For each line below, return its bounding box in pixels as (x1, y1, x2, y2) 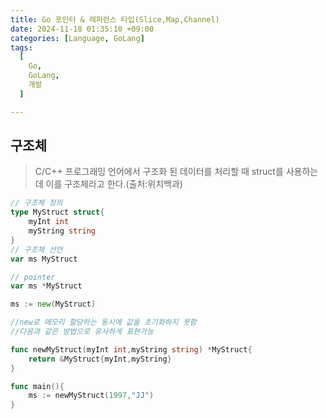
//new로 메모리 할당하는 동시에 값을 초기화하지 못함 (10, 317, 197, 328)
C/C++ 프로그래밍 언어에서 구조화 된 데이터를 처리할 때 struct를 (34, 166, 284, 178)
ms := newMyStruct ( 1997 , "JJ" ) (28, 391, 155, 401)
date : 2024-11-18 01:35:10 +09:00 (10, 24, 155, 34)
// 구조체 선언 (10, 244, 63, 255)
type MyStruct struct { (10, 207, 105, 218)
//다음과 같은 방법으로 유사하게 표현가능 (10, 327, 154, 337)
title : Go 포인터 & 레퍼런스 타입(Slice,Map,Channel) (10, 14, 220, 25)
